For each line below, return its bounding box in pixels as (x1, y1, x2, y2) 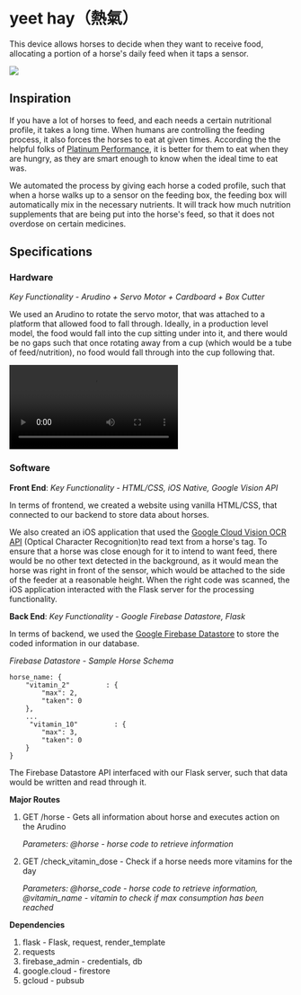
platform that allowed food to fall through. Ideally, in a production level (9, 318, 269, 329)
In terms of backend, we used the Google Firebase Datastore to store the (9, 628, 279, 639)
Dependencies (9, 919, 66, 930)
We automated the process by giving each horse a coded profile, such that (9, 180, 286, 191)
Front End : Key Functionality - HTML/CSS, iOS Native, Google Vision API (9, 482, 279, 493)
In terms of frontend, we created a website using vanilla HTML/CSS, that (9, 500, 278, 511)
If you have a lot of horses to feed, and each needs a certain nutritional (9, 114, 272, 126)
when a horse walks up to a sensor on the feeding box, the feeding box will (9, 190, 288, 200)
